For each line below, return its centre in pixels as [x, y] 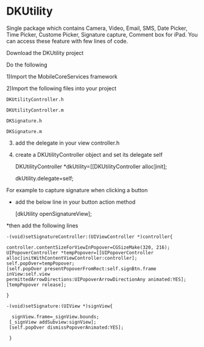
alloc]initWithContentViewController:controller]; [72, 258]
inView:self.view [28, 274]
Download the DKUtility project [45, 52]
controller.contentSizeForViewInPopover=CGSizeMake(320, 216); [88, 247]
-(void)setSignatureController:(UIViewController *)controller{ [90, 237]
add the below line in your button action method [75, 202]
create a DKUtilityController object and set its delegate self [89, 154]
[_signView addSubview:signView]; [53, 322]
